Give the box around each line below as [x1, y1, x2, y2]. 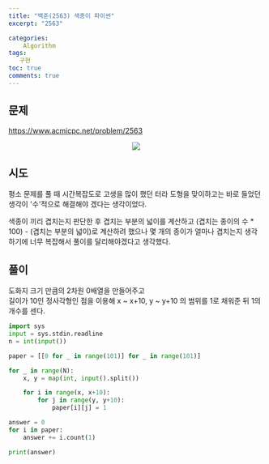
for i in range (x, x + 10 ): [23, 389, 111, 397]
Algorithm [23, 41, 57, 49]
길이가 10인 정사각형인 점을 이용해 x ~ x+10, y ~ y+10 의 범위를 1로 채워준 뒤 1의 [8, 296, 261, 306]
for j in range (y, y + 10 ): [37, 396, 126, 405]
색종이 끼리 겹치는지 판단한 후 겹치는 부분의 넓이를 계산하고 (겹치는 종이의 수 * [8, 216, 254, 227]
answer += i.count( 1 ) [23, 433, 96, 441]
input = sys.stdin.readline [8, 330, 104, 338]
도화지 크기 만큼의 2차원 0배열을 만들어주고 [8, 286, 145, 296]
